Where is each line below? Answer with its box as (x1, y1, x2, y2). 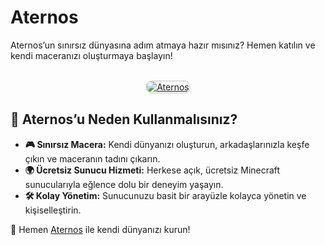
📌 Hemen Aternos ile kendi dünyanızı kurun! (10, 223, 191, 235)
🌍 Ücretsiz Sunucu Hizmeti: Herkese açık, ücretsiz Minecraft (24, 164, 281, 176)
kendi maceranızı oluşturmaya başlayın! (10, 49, 173, 61)
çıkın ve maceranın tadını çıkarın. (24, 152, 161, 165)
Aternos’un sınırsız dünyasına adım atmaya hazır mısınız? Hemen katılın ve (10, 39, 316, 51)
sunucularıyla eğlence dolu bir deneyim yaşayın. (24, 178, 224, 190)
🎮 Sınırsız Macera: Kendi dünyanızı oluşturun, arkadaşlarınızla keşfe (24, 138, 310, 150)
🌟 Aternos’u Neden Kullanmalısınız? (10, 111, 238, 128)
